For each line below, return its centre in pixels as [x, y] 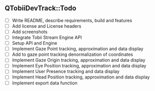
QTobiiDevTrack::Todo [41, 8]
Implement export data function [45, 83]
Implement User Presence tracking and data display [66, 71]
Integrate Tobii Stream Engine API [47, 37]
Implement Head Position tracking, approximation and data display [81, 77]
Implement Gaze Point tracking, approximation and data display [78, 49]
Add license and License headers [47, 26]
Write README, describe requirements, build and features [72, 20]
